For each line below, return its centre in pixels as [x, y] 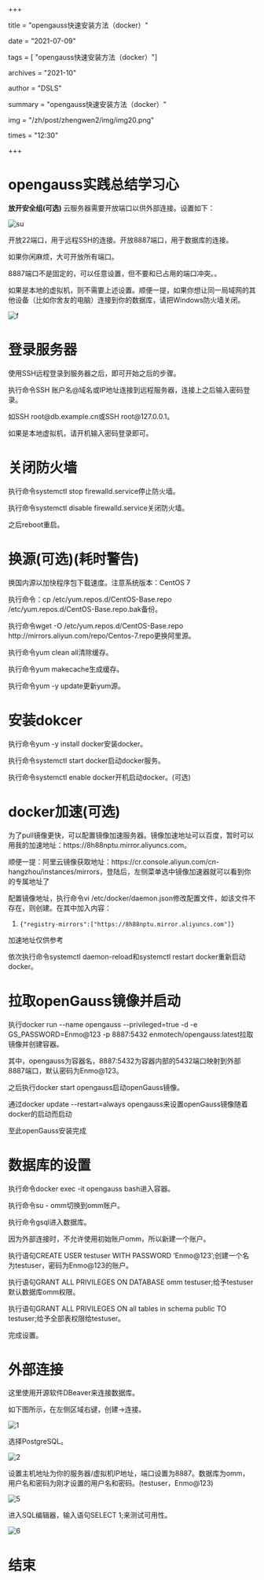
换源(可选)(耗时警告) [74, 559]
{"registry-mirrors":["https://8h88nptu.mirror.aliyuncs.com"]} [127, 924]
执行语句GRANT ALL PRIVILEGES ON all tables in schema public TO [117, 1308]
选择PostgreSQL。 [38, 1442]
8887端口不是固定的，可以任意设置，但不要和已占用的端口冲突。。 [115, 273]
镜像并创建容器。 [36, 1044]
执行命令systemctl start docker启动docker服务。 [86, 761]
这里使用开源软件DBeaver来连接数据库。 [74, 1393]
